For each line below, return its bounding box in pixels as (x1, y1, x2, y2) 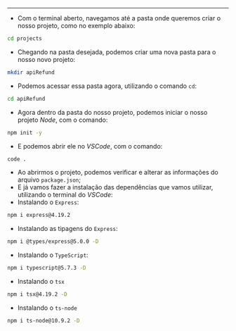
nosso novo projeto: (17, 55, 76, 63)
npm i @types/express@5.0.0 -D (7, 238, 99, 245)
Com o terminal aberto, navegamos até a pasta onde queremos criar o (17, 14, 221, 22)
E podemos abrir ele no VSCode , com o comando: (17, 142, 163, 150)
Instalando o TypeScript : (17, 251, 89, 259)
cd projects (7, 35, 42, 42)
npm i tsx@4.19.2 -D (7, 291, 68, 298)
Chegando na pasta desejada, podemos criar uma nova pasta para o (17, 47, 216, 56)
